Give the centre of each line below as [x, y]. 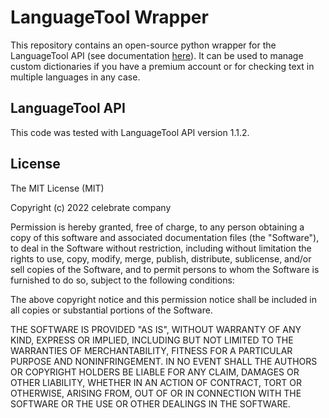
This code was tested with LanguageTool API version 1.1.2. [130, 132]
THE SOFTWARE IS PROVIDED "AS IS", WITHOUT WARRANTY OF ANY [156, 329]
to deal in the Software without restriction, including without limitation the [161, 248]
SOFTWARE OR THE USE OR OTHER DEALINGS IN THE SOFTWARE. [150, 403]
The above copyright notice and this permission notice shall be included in [163, 299]
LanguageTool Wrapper [109, 17]
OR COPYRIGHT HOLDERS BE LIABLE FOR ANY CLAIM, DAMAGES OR [155, 372]
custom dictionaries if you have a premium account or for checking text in [162, 66]
